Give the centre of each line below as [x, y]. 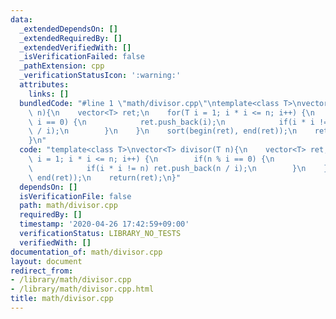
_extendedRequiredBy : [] [71, 38]
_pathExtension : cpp [62, 66]
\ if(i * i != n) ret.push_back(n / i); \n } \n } [178, 168]
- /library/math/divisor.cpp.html [82, 289]
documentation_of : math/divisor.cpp [86, 252]
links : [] [49, 94]
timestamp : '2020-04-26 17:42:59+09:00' [104, 224]
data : [21, 19]
